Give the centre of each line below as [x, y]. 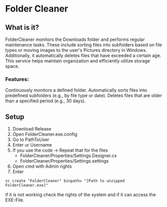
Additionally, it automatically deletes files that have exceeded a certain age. [83, 55]
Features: [17, 79]
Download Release [32, 129]
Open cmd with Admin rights [42, 166]
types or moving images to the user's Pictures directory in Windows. [76, 50]
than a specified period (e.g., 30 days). [46, 101]
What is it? [22, 27]
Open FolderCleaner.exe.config [45, 134]
